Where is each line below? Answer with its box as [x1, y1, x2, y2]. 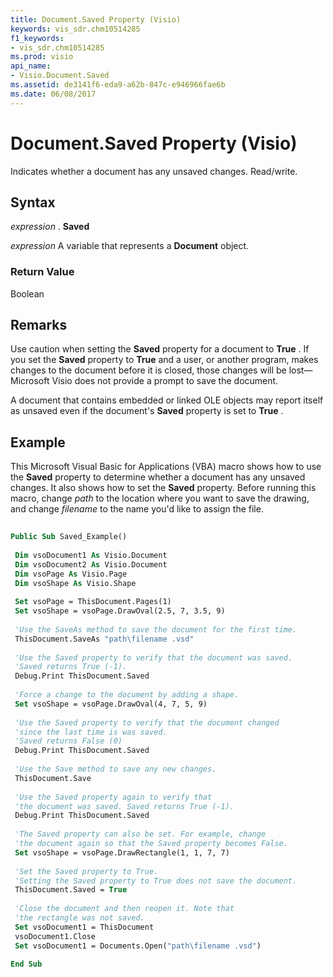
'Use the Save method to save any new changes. [14, 764, 217, 775]
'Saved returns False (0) [14, 736, 123, 746]
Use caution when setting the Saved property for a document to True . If [10, 343, 310, 355]
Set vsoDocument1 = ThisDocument [14, 922, 155, 932]
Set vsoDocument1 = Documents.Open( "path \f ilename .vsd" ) [14, 941, 262, 951]
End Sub [10, 959, 43, 970]
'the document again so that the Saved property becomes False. [14, 839, 288, 849]
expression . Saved [10, 221, 90, 233]
